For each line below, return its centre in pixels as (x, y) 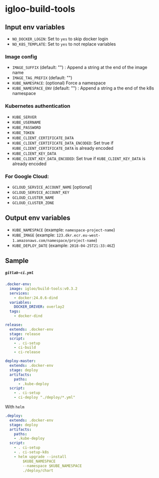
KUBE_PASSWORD (26, 128)
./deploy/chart (38, 470)
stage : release (25, 334)
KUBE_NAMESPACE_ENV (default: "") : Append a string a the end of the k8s (83, 88)
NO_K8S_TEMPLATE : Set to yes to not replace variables (64, 44)
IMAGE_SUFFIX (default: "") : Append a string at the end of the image (80, 68)
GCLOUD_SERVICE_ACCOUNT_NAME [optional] (52, 187)
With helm (15, 407)
